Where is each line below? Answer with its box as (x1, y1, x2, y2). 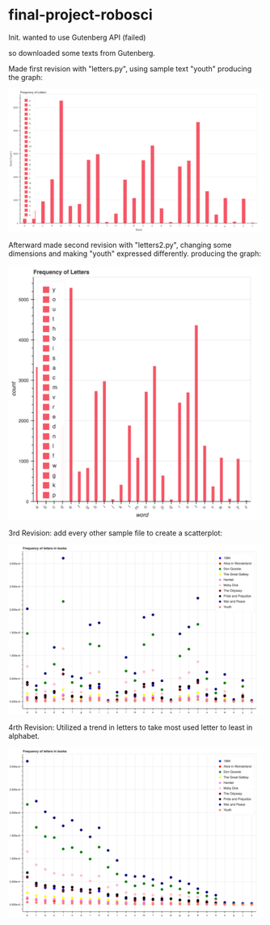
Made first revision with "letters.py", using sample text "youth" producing (8, 63, 252, 74)
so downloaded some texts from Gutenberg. (8, 48, 156, 58)
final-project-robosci (8, 6, 153, 24)
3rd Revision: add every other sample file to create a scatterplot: (8, 528, 223, 538)
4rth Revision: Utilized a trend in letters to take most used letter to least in (8, 723, 253, 732)
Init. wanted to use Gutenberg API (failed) (8, 32, 146, 42)
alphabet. (8, 731, 40, 741)
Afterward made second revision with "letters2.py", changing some (8, 241, 232, 250)
